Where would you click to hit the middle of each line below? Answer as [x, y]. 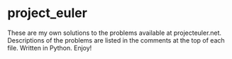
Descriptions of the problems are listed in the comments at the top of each [116, 40]
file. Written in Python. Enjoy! [50, 48]
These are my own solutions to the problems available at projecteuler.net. [115, 33]
